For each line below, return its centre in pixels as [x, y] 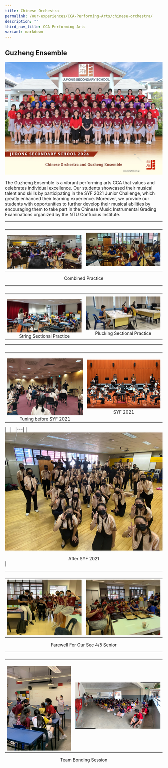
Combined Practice [84, 278]
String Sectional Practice [45, 336]
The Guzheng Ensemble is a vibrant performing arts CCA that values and [80, 182]
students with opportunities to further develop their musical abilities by [78, 204]
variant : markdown [24, 32]
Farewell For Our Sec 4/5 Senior [84, 645]
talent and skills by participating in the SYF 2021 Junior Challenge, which [80, 193]
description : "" [22, 21]
